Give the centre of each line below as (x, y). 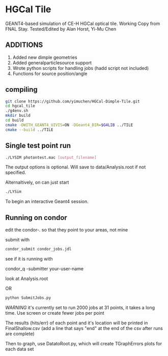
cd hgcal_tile (20, 106)
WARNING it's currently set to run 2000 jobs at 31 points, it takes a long (80, 308)
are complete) (20, 334)
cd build (15, 120)
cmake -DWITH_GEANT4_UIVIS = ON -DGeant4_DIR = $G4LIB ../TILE (69, 125)
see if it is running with (29, 259)
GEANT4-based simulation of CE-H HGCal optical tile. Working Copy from (83, 23)
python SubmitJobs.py (28, 298)
